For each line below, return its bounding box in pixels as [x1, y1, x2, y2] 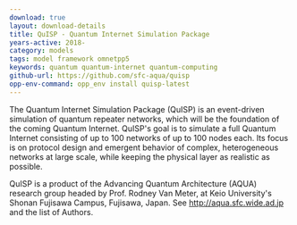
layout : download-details [9, 21, 106, 30]
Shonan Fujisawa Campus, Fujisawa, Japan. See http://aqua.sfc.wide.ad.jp [9, 197, 284, 208]
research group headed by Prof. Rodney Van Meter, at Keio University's [9, 187, 273, 198]
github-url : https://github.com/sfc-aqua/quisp [9, 71, 191, 80]
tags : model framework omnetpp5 [9, 54, 130, 63]
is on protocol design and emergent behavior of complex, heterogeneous [9, 142, 279, 153]
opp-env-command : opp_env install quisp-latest [9, 79, 191, 88]
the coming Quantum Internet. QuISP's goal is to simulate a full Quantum [9, 122, 276, 134]
